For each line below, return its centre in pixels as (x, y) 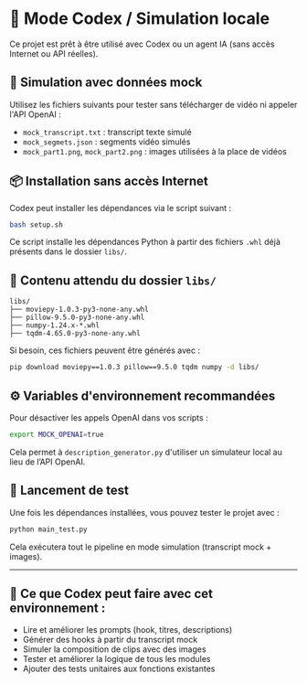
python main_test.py (49, 529)
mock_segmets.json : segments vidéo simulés (106, 142)
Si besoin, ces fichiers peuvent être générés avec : (105, 350)
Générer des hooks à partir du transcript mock (110, 640)
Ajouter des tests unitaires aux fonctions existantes (119, 669)
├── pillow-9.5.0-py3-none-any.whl (77, 318)
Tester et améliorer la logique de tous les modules (117, 659)
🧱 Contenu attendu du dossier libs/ (113, 280)
